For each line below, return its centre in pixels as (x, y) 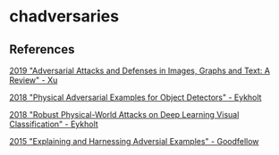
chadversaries (64, 16)
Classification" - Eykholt (54, 124)
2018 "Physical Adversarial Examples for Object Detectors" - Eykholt (135, 97)
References (42, 49)
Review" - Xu (34, 80)
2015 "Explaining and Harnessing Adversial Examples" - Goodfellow (134, 141)
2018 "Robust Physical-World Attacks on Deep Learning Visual (124, 114)
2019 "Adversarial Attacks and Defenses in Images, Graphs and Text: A (140, 70)
